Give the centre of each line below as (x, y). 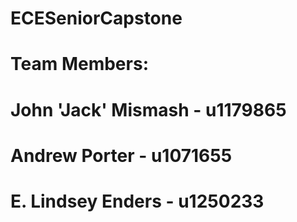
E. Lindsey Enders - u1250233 (137, 201)
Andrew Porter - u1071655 (121, 155)
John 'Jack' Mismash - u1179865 (148, 109)
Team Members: (79, 64)
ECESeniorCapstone (96, 18)
